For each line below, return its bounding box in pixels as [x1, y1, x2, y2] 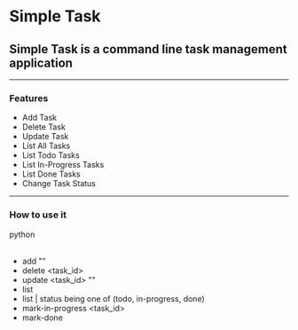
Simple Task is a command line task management [9, 42, 287, 57]
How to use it [9, 208, 67, 221]
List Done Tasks [21, 169, 82, 179]
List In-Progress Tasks [21, 160, 105, 170]
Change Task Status [21, 178, 96, 189]
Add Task [21, 113, 58, 123]
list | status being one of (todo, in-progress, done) [21, 294, 206, 304]
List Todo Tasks [21, 150, 80, 161]
